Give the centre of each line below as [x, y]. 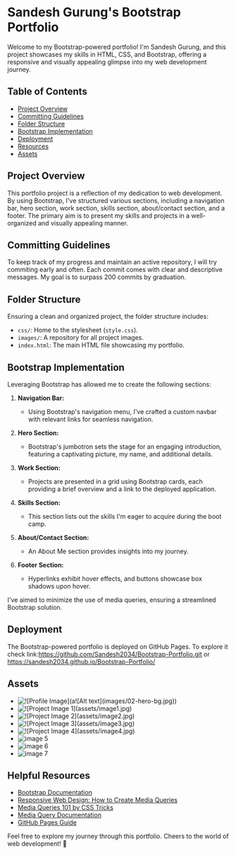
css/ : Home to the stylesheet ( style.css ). [78, 330]
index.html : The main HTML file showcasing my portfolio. [101, 345]
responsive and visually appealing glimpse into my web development [107, 61]
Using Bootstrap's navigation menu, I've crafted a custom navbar [122, 412]
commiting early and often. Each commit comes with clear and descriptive [115, 270]
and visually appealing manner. [83, 223]
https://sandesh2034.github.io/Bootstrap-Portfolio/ [81, 661]
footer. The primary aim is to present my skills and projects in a [99, 216]
